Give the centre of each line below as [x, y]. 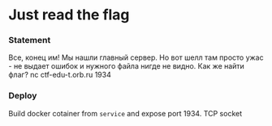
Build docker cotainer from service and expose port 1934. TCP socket [125, 113]
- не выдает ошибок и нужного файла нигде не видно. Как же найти [127, 66]
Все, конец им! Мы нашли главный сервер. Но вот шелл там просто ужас [136, 57]
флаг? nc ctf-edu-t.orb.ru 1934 [60, 75]
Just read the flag [69, 15]
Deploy [23, 96]
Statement [30, 40]
